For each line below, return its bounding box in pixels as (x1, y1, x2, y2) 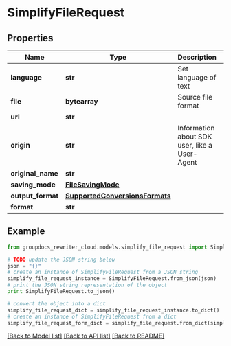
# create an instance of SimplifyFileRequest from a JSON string (7, 269, 198, 276)
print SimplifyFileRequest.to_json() (7, 288, 115, 295)
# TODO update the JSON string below (7, 256, 115, 263)
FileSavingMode (65, 180, 120, 189)
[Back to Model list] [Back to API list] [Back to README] (7, 332, 165, 341)
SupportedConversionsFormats (65, 191, 171, 200)
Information (177, 124, 215, 132)
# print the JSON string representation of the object (7, 281, 168, 289)
